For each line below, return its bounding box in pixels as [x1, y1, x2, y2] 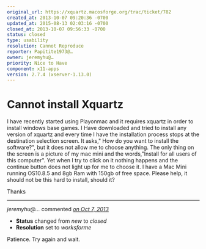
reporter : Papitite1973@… [7, 49, 73, 55]
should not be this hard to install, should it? [7, 176, 115, 184]
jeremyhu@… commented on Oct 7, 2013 [7, 206, 109, 213]
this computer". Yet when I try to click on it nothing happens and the [7, 157, 178, 164]
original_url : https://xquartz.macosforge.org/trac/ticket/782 [7, 9, 172, 15]
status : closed [7, 32, 46, 38]
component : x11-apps [7, 65, 60, 72]
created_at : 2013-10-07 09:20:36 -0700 [7, 15, 109, 21]
